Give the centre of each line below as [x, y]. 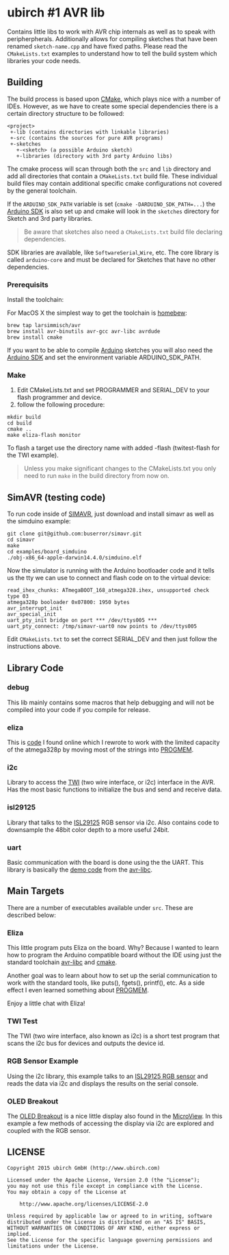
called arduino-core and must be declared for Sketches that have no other [112, 259]
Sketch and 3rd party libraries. [50, 218]
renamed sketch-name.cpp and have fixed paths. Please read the [97, 46]
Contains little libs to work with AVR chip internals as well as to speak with [111, 32]
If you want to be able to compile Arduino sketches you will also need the [110, 350]
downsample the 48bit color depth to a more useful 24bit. [88, 829]
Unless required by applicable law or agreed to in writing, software [110, 1216]
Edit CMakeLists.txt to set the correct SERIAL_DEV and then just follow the [112, 639]
